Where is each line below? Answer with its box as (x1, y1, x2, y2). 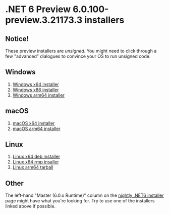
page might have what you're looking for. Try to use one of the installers (5, 198, 155, 204)
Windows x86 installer (12, 87, 59, 93)
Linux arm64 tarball (12, 164, 53, 170)
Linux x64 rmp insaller (12, 159, 59, 165)
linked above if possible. (5, 203, 56, 209)
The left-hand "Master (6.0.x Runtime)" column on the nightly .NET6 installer (5, 192, 164, 198)
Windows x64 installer (12, 81, 59, 87)
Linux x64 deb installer (12, 153, 61, 160)
